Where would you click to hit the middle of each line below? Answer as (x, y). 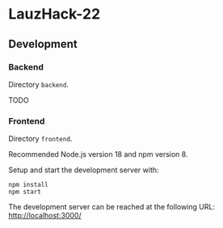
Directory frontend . (40, 139)
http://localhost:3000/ (45, 216)
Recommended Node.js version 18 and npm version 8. (98, 154)
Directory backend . (38, 84)
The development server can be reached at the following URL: (112, 207)
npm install (28, 185)
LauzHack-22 (55, 14)
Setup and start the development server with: (84, 170)
